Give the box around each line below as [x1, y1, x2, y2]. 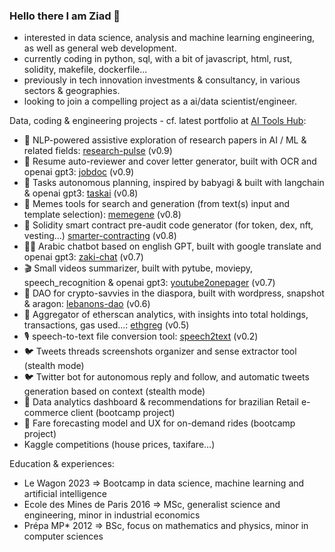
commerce [23, 407, 69, 419]
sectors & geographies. [23, 85, 121, 97]
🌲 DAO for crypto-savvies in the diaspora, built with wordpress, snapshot [23, 287, 325, 299]
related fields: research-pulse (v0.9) [23, 145, 173, 157]
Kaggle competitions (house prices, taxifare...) [23, 439, 216, 451]
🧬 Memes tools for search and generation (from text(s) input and [23, 198, 291, 210]
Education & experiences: [9, 458, 115, 470]
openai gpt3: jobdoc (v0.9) [23, 166, 135, 178]
